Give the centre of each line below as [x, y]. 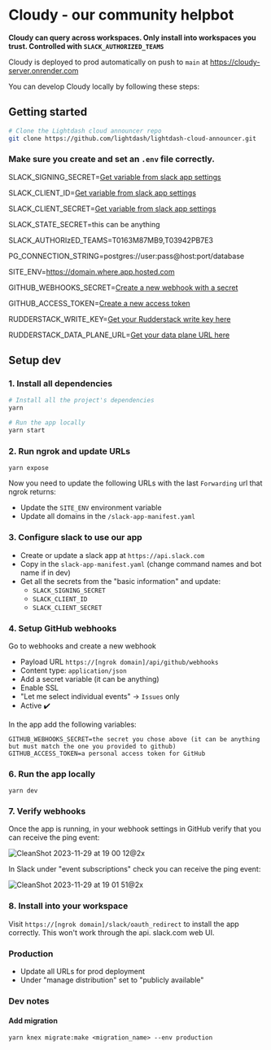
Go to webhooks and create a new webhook [83, 646]
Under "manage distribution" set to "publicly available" [112, 980]
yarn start [27, 431]
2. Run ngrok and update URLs [70, 451]
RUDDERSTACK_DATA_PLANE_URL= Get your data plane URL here [119, 335]
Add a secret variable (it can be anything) [90, 679]
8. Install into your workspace [68, 906]
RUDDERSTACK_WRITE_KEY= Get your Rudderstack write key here [120, 319]
